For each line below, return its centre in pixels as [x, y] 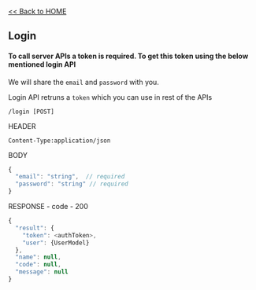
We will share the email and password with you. [83, 82]
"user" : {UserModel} [56, 243]
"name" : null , [38, 257]
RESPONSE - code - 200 [48, 207]
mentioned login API [42, 64]
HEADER [22, 126]
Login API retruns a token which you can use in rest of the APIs [110, 97]
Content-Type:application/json [59, 141]
